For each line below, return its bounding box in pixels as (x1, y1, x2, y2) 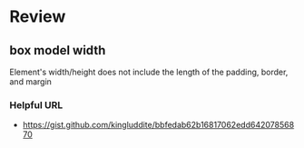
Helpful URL (9, 98, 64, 111)
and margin (9, 76, 53, 87)
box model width (9, 43, 106, 58)
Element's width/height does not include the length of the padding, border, (9, 66, 289, 77)
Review (9, 6, 66, 27)
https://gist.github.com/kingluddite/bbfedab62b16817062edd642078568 (22, 120, 295, 131)
